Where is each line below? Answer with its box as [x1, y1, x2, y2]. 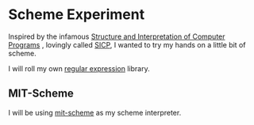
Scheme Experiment [8, 6, 145, 24]
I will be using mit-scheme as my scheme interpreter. [8, 108, 182, 117]
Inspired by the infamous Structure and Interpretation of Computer [8, 32, 225, 41]
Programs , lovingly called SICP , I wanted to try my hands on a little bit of [8, 40, 246, 49]
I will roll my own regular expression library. [8, 63, 150, 73]
